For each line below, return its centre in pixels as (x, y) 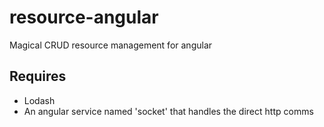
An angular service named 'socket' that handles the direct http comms (168, 111)
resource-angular (84, 17)
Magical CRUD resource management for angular (111, 45)
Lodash (39, 100)
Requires (38, 76)
